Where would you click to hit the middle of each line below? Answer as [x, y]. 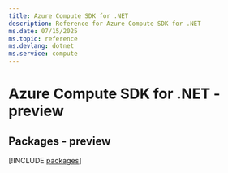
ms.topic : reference [43, 39]
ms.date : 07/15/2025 [43, 31]
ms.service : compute [43, 54]
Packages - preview [60, 141]
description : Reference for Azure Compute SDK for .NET [105, 24]
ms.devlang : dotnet [41, 46]
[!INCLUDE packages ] [45, 160]
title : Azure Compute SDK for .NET [69, 16]
